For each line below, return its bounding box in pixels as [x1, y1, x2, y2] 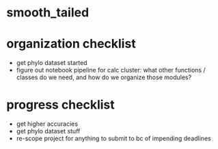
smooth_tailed [6, 5, 90, 21]
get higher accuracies [16, 120, 79, 128]
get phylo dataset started [16, 59, 87, 67]
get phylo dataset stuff [16, 127, 81, 135]
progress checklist [6, 97, 115, 113]
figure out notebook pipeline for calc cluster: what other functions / [16, 66, 206, 74]
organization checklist [6, 36, 136, 52]
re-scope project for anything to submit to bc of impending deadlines [16, 135, 211, 143]
